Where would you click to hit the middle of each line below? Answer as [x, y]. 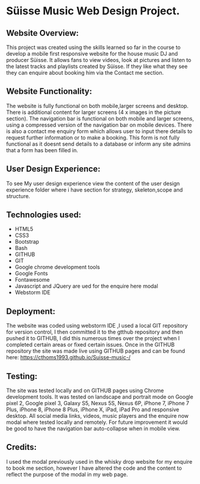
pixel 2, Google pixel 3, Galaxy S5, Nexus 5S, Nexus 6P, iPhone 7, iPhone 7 [98, 403]
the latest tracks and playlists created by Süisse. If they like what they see [97, 66]
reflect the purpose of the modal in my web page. [67, 474]
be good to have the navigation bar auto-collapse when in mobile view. [93, 428]
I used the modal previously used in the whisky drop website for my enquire [99, 461]
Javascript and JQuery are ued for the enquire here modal [86, 286]
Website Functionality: [49, 92]
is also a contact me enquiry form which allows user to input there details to [99, 131]
